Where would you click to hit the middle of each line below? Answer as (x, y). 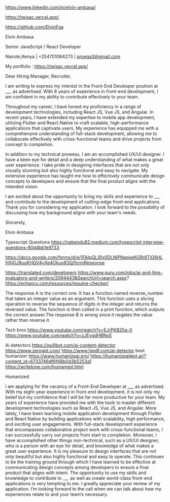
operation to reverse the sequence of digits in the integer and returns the (81, 304)
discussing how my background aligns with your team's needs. (71, 212)
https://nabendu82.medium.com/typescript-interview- (108, 242)
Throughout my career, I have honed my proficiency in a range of (73, 107)
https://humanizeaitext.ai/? (118, 356)
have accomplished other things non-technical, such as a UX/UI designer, (82, 440)
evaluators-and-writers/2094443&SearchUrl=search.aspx (66, 278)
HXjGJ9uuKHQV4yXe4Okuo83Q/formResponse (55, 263)
